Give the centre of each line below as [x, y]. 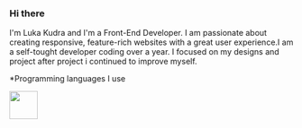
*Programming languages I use [68, 79]
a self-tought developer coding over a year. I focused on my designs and [144, 52]
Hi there [27, 13]
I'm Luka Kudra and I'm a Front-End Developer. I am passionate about [138, 33]
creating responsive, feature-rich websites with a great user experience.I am [151, 42]
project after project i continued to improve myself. [103, 62]
